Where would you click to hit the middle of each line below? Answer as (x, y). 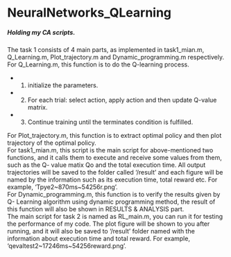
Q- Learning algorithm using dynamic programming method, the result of (111, 202)
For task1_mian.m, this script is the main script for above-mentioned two (110, 150)
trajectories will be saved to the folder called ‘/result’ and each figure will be (115, 172)
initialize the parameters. (63, 85)
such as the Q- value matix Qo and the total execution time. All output (106, 165)
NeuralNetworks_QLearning (89, 13)
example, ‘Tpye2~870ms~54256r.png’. (62, 187)
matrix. (37, 107)
